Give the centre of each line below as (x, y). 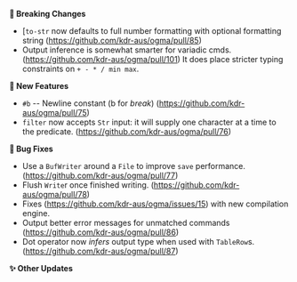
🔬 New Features (39, 86)
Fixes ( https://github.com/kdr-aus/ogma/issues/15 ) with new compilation (155, 204)
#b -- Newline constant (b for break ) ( (91, 103)
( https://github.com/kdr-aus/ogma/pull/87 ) (100, 251)
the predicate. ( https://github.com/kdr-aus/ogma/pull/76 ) (127, 132)
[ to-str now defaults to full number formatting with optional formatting (152, 31)
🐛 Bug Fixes (31, 149)
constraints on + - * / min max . (80, 68)
